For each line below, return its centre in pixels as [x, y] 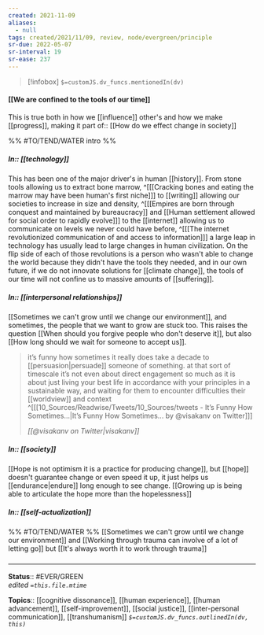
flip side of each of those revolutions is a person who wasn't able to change [131, 254]
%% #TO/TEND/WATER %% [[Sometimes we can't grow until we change [126, 531]
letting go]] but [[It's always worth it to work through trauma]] [108, 548]
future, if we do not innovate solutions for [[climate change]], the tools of [126, 271]
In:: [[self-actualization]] [50, 511]
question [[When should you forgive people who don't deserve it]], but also [130, 334]
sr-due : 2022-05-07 [40, 45]
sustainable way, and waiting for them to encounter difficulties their [136, 391]
